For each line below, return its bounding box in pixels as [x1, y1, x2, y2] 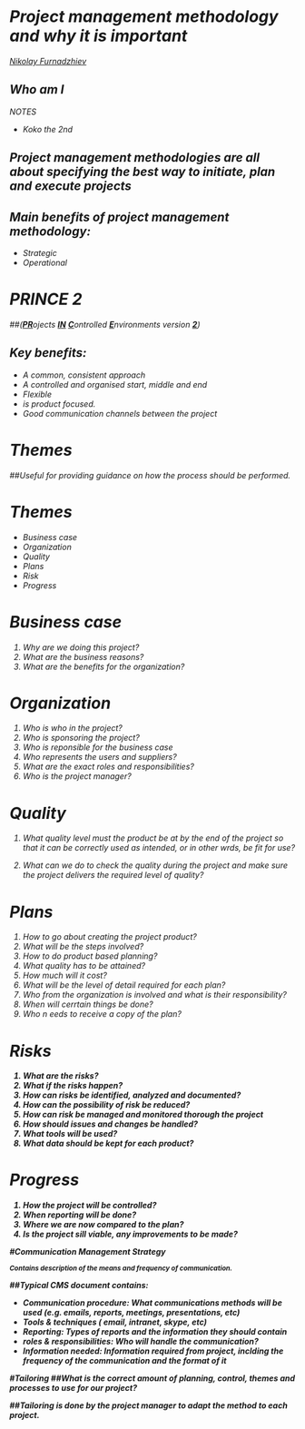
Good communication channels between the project [22, 408, 218, 419]
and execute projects [9, 179, 132, 194]
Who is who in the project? [22, 723, 123, 734]
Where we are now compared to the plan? [22, 1219, 184, 1230]
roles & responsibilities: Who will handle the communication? [22, 1336, 259, 1347]
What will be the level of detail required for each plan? [22, 980, 226, 990]
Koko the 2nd [22, 123, 74, 134]
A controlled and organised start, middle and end [22, 379, 208, 389]
